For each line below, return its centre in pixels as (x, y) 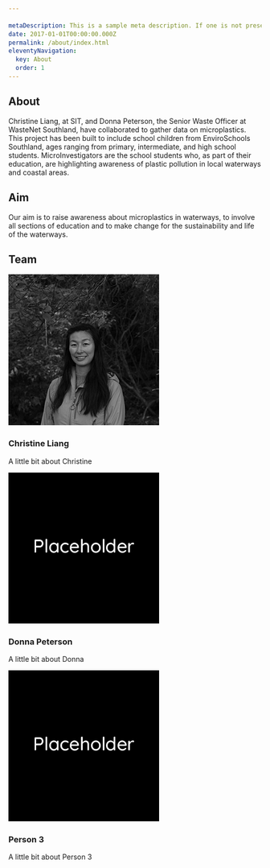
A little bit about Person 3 (50, 857)
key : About (34, 60)
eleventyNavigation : (43, 51)
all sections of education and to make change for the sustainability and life (131, 225)
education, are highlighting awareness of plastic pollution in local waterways (135, 163)
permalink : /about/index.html (59, 43)
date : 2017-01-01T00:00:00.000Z (62, 34)
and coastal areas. (39, 172)
